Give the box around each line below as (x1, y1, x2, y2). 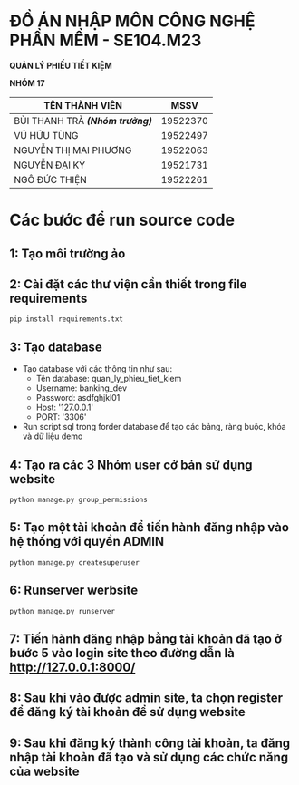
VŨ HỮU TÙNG (14, 129, 79, 141)
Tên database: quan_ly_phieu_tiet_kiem (35, 373, 182, 384)
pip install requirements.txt (9, 315, 124, 324)
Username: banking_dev (35, 383, 128, 393)
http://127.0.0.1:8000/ (9, 659, 136, 674)
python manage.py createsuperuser (9, 557, 140, 567)
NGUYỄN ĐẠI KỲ (14, 159, 86, 171)
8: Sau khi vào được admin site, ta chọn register (9, 691, 284, 706)
